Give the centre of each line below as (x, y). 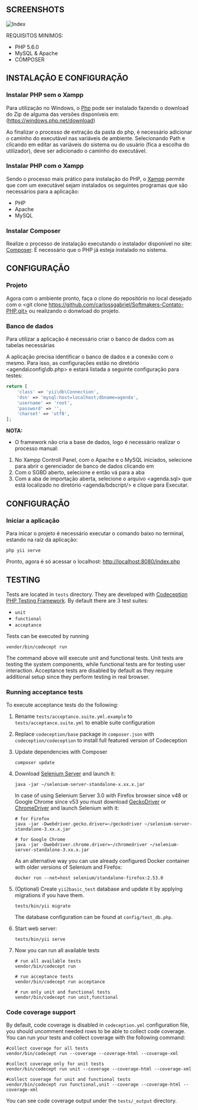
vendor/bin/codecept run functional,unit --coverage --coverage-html (94, 1085)
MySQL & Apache (36, 53)
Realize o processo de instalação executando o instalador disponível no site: (99, 244)
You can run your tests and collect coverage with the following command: (96, 1038)
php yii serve (24, 550)
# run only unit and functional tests (62, 992)
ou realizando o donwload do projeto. (74, 310)
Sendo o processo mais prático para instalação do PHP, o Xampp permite (95, 179)
